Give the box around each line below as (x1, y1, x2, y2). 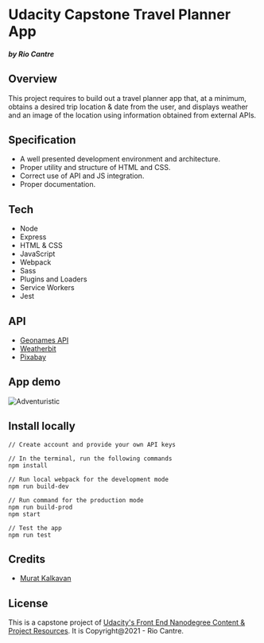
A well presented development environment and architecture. (19, 154, 221, 164)
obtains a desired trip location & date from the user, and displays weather (8, 102, 249, 111)
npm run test (8, 531, 52, 539)
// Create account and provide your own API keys (8, 440, 177, 448)
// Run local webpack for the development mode (8, 475, 169, 483)
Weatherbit (19, 344, 57, 354)
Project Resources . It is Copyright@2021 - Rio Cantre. (8, 626, 184, 636)
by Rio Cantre (8, 49, 54, 59)
